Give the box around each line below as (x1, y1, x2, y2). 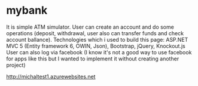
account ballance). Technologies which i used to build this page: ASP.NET (6, 36, 188, 43)
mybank (6, 4, 48, 17)
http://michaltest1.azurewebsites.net (6, 73, 96, 80)
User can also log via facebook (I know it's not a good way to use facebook (6, 48, 192, 56)
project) (6, 61, 26, 69)
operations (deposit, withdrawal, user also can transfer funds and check (6, 29, 184, 36)
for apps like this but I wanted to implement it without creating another (6, 55, 179, 62)
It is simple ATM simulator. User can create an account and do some (6, 23, 175, 30)
